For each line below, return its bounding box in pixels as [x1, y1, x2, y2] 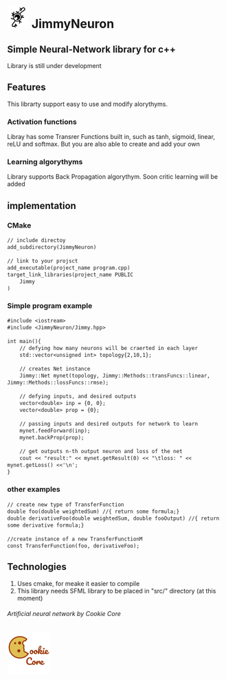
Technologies [7, 561, 67, 573]
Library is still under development [7, 62, 102, 69]
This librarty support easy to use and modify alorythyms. [7, 100, 168, 108]
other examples [7, 485, 60, 494]
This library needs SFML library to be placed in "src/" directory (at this [16, 586, 216, 595]
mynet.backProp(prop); [19, 435, 84, 441]
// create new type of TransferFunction [7, 501, 125, 508]
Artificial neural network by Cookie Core [7, 610, 122, 618]
